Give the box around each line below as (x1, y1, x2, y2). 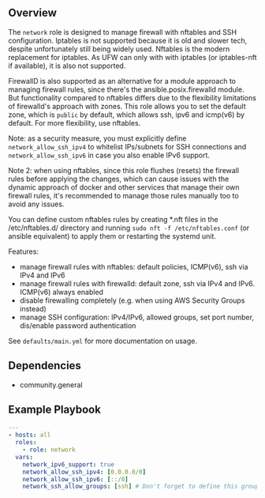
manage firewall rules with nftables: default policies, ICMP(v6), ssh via (19, 262, 248, 271)
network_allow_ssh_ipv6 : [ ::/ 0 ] (22, 475, 129, 483)
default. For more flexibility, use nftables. (8, 118, 141, 127)
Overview (8, 6, 58, 20)
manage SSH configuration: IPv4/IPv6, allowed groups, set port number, (19, 312, 255, 322)
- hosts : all (8, 431, 51, 440)
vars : (15, 453, 34, 461)
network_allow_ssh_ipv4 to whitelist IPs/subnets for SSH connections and (8, 141, 247, 151)
